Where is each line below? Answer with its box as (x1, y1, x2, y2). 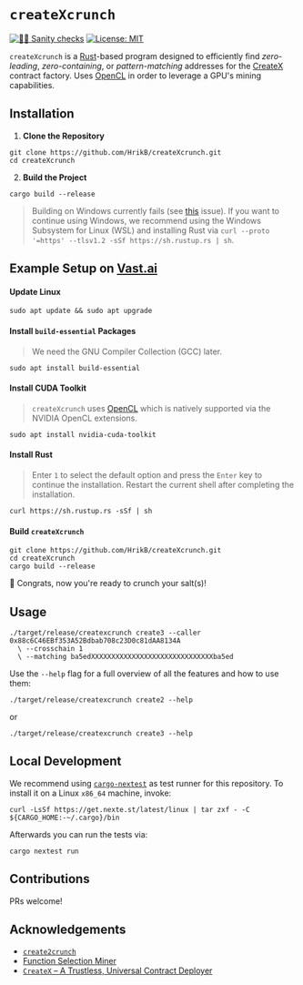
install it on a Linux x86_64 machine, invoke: (9, 787, 172, 798)
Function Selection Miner (22, 956, 116, 967)
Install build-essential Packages (9, 325, 136, 336)
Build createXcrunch (9, 525, 85, 536)
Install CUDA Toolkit (9, 382, 86, 393)
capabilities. (9, 79, 55, 90)
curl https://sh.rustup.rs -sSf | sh (9, 506, 153, 515)
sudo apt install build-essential (9, 363, 141, 372)
